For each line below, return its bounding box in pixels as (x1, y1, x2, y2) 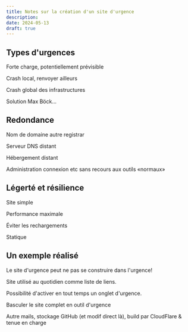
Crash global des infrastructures (6, 86, 86, 94)
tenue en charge (6, 319, 46, 326)
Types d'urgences (6, 47, 76, 57)
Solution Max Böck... (6, 98, 57, 105)
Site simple (6, 198, 34, 206)
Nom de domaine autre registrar (6, 131, 85, 138)
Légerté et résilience (6, 183, 84, 193)
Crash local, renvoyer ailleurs (6, 75, 78, 82)
